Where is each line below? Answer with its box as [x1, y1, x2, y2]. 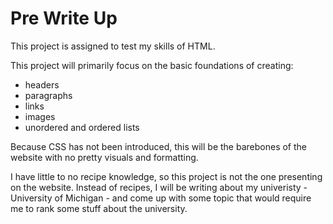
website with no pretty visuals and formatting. [10, 151, 199, 163]
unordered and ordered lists [24, 121, 140, 133]
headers [24, 78, 60, 91]
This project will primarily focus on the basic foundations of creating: [10, 59, 294, 71]
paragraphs [24, 89, 73, 101]
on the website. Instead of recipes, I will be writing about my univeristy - [10, 181, 308, 193]
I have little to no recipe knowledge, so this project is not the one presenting [10, 170, 323, 182]
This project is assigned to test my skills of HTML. [10, 40, 216, 52]
